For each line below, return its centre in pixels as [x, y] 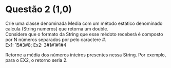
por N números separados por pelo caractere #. [56, 40]
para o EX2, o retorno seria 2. [36, 60]
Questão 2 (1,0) [39, 9]
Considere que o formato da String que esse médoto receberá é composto [84, 34]
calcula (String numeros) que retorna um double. [57, 28]
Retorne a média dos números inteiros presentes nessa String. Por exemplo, [86, 55]
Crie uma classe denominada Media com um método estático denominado [84, 23]
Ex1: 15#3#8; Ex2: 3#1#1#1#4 [36, 45]
